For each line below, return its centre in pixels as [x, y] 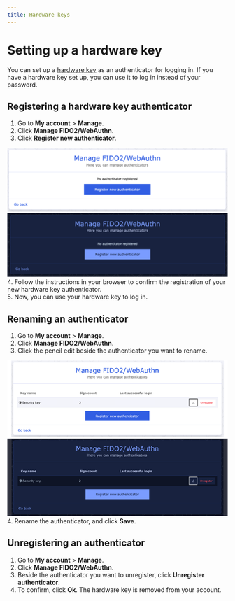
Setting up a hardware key [85, 50]
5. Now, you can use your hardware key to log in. [78, 297]
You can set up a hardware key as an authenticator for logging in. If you [110, 69]
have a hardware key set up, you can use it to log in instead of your [104, 77]
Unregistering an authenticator [76, 543]
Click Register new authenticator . [67, 138]
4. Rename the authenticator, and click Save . [72, 521]
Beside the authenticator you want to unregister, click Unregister [111, 574]
